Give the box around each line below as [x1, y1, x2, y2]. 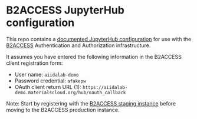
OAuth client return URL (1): [14, 83, 81, 90]
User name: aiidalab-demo [14, 71, 79, 78]
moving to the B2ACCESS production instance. [6, 106, 120, 113]
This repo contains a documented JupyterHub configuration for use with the [6, 35, 192, 42]
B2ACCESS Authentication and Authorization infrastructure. [6, 42, 151, 49]
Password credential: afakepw [14, 77, 87, 84]
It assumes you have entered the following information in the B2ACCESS [6, 53, 182, 60]
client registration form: [6, 59, 63, 67]
